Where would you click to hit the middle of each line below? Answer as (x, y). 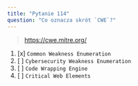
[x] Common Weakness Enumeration (64, 53)
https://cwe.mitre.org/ (55, 40)
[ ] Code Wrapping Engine (52, 68)
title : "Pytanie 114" (38, 14)
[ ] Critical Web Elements (54, 75)
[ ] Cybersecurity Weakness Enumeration (74, 60)
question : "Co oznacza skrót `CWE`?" (62, 20)
